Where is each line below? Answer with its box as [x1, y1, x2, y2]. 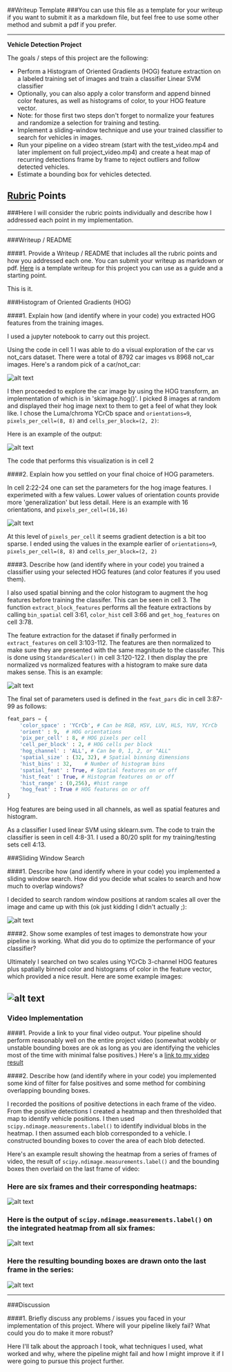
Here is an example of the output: [7, 429, 102, 438]
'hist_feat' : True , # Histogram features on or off [19, 773, 175, 780]
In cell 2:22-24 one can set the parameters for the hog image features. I [7, 483, 211, 492]
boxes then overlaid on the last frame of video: [7, 1165, 140, 1173]
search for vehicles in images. [17, 133, 103, 141]
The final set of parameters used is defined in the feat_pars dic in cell [7, 694, 206, 703]
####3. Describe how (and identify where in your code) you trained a [7, 560, 205, 568]
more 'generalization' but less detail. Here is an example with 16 [7, 498, 188, 506]
